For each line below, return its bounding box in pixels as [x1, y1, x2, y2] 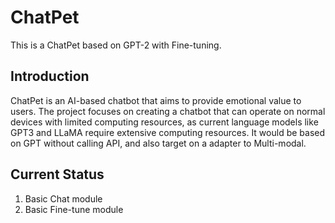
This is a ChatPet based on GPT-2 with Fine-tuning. [10, 39, 222, 51]
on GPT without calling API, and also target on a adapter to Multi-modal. [10, 137, 307, 149]
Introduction [10, 68, 90, 85]
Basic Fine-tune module [24, 203, 124, 215]
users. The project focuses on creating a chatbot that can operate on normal [10, 105, 326, 117]
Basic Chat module [24, 192, 103, 205]
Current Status [10, 166, 105, 183]
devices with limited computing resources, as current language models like [10, 116, 319, 128]
